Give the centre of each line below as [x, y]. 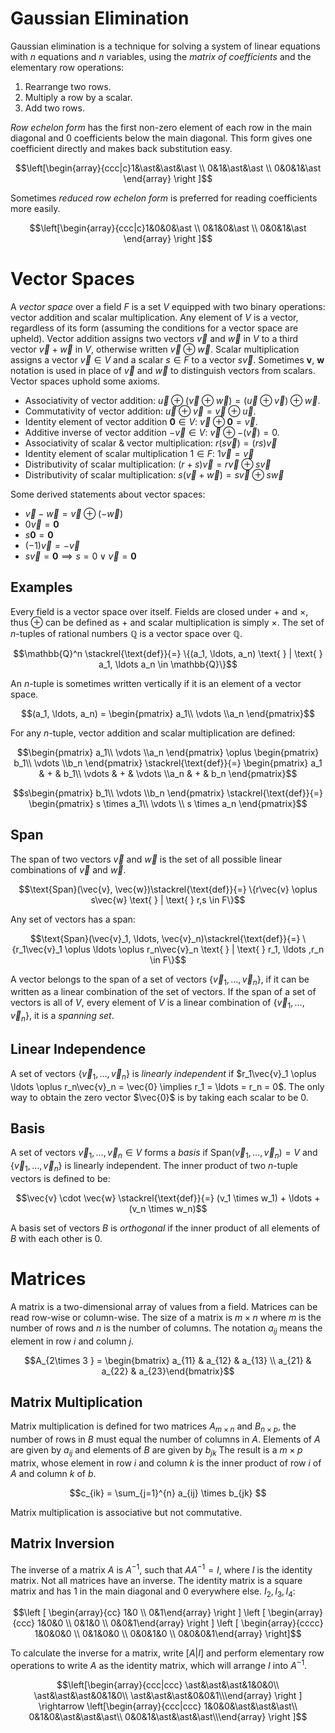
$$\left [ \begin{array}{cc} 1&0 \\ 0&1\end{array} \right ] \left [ [139, 1613]
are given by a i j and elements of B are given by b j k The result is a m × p [156, 1451]
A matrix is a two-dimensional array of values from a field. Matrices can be [164, 1306]
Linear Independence [78, 1049]
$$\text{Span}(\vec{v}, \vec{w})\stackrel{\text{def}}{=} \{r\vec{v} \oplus [168, 889]
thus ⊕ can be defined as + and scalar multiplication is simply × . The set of [167, 622]
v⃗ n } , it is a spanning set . [62, 1017]
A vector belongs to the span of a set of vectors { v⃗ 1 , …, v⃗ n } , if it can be [160, 980]
